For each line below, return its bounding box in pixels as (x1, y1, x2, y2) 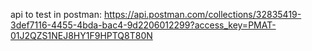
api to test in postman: (10, 9, 103, 20)
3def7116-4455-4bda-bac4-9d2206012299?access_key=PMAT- (10, 19, 277, 31)
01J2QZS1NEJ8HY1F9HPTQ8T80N (10, 30, 153, 41)
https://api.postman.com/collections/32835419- (103, 9, 302, 20)
